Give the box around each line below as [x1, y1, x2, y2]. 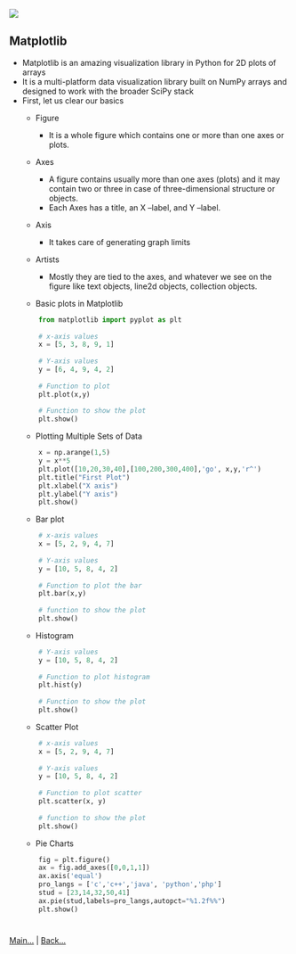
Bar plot [35, 514, 65, 525]
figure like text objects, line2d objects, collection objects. [48, 281, 258, 292]
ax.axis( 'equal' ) [38, 872, 102, 881]
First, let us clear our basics [21, 95, 124, 106]
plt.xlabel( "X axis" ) [38, 481, 118, 490]
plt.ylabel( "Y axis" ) [38, 489, 118, 498]
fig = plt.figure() [38, 855, 111, 864]
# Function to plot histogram [38, 672, 150, 681]
